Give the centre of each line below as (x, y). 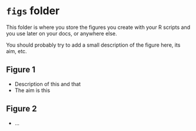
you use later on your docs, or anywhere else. (62, 33)
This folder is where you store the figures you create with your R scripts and (98, 27)
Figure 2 (21, 109)
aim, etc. (17, 51)
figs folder (33, 11)
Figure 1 (21, 70)
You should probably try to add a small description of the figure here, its (93, 45)
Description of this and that (48, 84)
